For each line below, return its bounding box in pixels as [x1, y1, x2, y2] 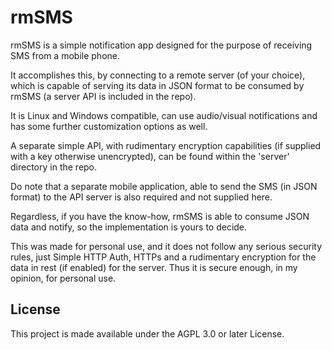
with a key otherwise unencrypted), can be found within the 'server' [10, 150, 290, 162]
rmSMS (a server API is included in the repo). [10, 90, 197, 102]
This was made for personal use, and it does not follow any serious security [10, 240, 323, 252]
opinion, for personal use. [10, 272, 117, 284]
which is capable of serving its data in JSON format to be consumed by [10, 79, 305, 91]
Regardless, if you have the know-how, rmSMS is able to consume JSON [10, 210, 310, 222]
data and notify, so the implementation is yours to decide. [10, 221, 248, 233]
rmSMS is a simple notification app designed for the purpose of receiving [10, 39, 313, 51]
